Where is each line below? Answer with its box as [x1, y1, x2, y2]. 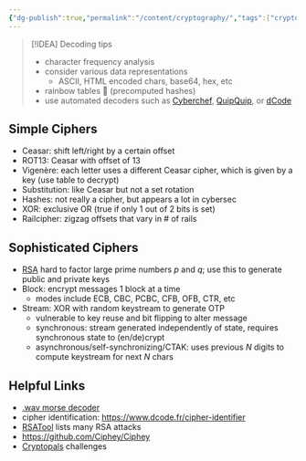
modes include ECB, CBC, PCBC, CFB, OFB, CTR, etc [35, 293, 236, 304]
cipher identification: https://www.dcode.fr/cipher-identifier [21, 412, 246, 423]
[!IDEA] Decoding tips [30, 38, 113, 49]
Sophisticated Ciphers [8, 239, 139, 256]
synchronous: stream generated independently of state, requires [35, 322, 280, 333]
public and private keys [21, 274, 111, 285]
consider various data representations [44, 66, 188, 77]
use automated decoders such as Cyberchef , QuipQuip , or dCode [44, 95, 292, 106]
